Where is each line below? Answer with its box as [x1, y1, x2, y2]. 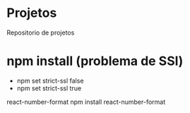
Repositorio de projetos [6, 28, 75, 37]
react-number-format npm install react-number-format [6, 97, 166, 106]
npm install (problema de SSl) [6, 53, 184, 69]
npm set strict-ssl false [16, 76, 84, 85]
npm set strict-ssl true [16, 83, 82, 93]
